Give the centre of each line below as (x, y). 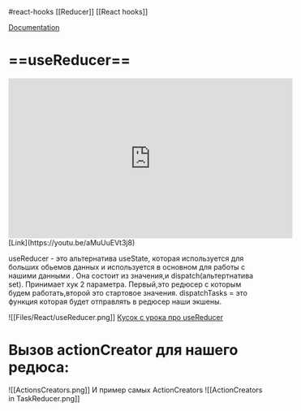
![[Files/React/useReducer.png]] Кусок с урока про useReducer (116, 317)
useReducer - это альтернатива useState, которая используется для (126, 258)
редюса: (39, 368)
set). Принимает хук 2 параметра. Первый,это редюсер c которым (125, 284)
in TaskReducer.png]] (44, 398)
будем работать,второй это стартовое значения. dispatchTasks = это (128, 292)
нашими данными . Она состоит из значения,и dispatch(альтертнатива (131, 275)
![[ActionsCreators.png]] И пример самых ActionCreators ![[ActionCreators (135, 390)
